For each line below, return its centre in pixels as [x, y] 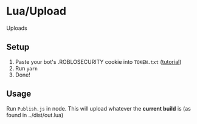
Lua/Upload [36, 11]
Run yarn [26, 68]
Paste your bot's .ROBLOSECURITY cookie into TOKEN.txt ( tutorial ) [98, 61]
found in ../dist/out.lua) [35, 115]
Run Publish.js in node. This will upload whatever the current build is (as [99, 108]
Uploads [17, 28]
